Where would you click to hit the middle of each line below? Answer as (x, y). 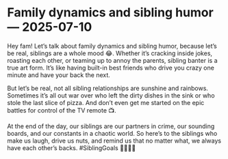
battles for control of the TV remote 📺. (62, 110)
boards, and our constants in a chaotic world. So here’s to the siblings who (112, 133)
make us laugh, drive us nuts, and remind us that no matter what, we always (114, 141)
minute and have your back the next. (59, 75)
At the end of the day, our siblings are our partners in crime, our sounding (111, 126)
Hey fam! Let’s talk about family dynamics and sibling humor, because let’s (112, 46)
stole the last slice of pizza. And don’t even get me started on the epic (106, 102)
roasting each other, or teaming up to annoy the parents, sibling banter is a (112, 60)
